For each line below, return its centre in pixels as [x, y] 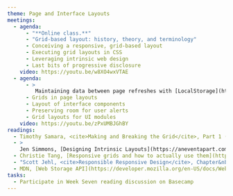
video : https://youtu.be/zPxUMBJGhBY [74, 123]
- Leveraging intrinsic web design [77, 59]
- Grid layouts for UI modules [71, 117]
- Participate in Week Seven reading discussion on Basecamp [104, 181]
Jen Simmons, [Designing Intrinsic [71, 149]
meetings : [21, 20]
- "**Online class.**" [58, 33]
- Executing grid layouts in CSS [74, 53]
